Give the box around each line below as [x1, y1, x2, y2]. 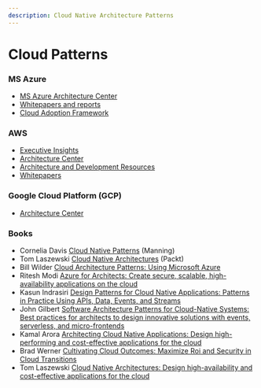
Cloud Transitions [19, 355, 77, 364]
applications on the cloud [56, 279, 138, 288]
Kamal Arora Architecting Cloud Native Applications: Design [19, 330, 214, 338]
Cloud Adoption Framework [19, 108, 109, 118]
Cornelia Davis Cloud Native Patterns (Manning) [19, 246, 175, 255]
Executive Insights [19, 146, 79, 155]
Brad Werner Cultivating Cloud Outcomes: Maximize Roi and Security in [19, 346, 252, 355]
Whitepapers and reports [19, 100, 101, 109]
